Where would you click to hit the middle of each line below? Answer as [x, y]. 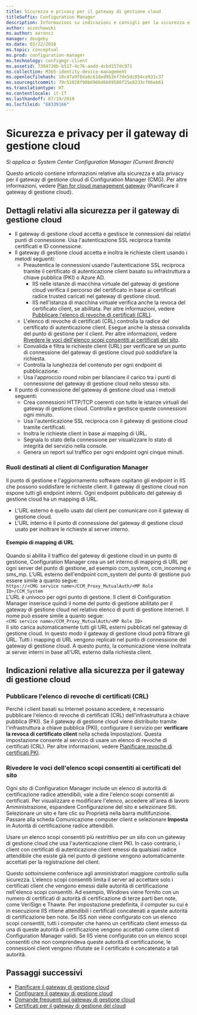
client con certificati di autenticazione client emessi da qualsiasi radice [91, 849]
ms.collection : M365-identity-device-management [67, 72]
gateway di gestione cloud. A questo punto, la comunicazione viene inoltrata [98, 646]
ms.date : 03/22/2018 [31, 45]
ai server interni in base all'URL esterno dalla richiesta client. [79, 652]
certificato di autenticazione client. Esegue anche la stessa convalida [107, 328]
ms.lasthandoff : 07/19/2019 [40, 99]
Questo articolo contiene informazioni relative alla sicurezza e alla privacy [95, 173]
